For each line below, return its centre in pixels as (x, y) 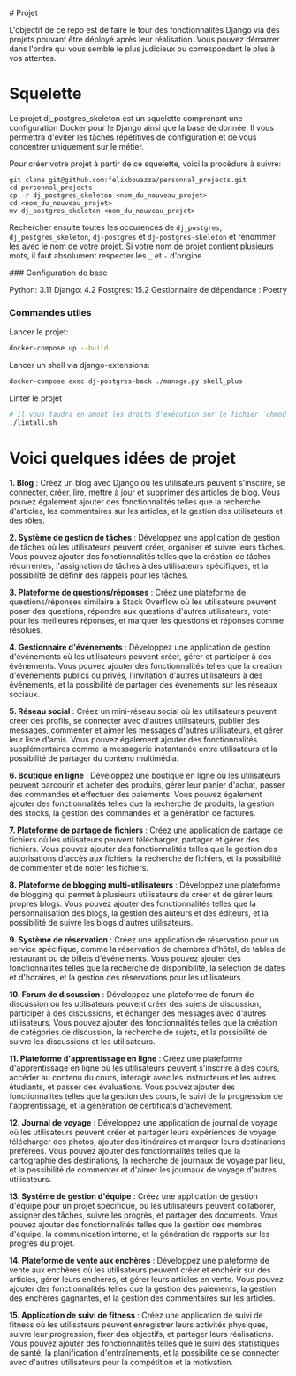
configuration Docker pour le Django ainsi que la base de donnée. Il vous (142, 127)
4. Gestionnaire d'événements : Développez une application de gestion (140, 647)
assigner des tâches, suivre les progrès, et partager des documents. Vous (144, 1215)
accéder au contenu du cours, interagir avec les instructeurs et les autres (143, 1077)
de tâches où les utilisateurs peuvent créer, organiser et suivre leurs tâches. (147, 547)
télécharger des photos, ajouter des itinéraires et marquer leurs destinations (148, 1142)
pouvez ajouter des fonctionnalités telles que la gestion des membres (136, 1224)
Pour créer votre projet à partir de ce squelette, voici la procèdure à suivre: (145, 164)
